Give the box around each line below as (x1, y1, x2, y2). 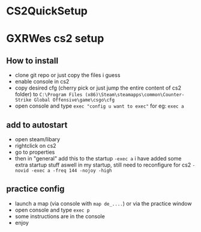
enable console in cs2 (14, 78, 70, 85)
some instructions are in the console (14, 212, 105, 220)
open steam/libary (14, 136, 61, 142)
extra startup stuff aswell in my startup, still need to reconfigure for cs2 (14, 161, 191, 168)
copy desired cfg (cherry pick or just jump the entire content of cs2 (14, 84, 182, 91)
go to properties (14, 148, 55, 156)
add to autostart (6, 120, 68, 130)
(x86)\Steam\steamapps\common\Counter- (85, 92, 185, 98)
